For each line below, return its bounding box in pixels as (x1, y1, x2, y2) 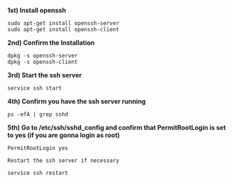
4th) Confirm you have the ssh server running (7, 97, 146, 105)
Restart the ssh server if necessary (7, 157, 120, 164)
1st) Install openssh (7, 6, 66, 14)
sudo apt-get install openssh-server (7, 20, 120, 27)
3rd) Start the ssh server (7, 71, 82, 79)
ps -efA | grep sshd (7, 111, 69, 118)
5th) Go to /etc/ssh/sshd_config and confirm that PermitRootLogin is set (7, 124, 227, 132)
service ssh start (7, 85, 62, 92)
